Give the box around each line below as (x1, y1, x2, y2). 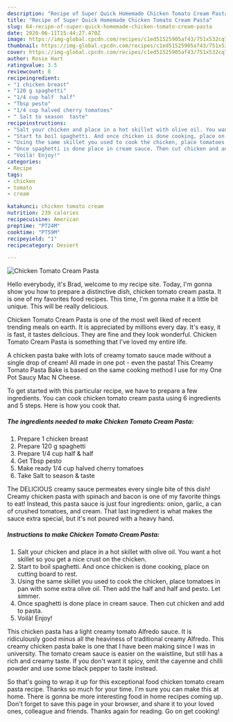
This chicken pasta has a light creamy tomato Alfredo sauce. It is (7, 628, 192, 636)
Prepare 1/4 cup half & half (17, 450, 94, 458)
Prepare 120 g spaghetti (17, 442, 86, 450)
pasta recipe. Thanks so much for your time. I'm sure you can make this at (7, 685, 219, 694)
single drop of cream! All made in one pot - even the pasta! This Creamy (7, 358, 214, 367)
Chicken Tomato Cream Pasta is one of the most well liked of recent (7, 316, 201, 324)
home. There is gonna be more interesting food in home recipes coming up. (7, 692, 223, 701)
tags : (7, 171, 23, 178)
